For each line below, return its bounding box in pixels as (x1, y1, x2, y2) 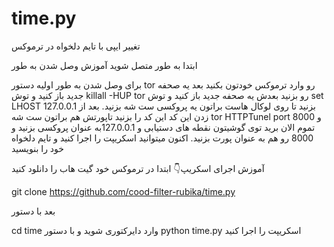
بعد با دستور (11, 205, 56, 217)
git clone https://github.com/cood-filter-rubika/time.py (11, 185, 236, 197)
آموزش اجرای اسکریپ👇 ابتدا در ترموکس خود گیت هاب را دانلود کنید (11, 162, 265, 174)
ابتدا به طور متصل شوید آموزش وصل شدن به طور (11, 59, 198, 71)
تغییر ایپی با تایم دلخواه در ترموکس (11, 40, 141, 52)
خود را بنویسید (11, 142, 64, 154)
